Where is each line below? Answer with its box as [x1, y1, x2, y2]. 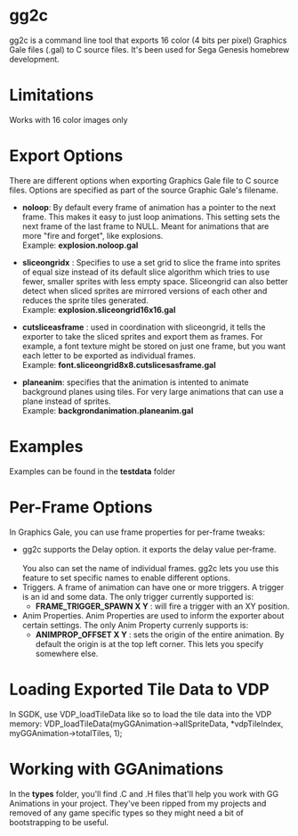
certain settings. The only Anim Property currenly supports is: [21, 619, 249, 630]
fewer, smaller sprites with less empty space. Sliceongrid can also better [21, 275, 289, 286]
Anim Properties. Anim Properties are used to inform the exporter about [21, 610, 285, 620]
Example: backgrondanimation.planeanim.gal [21, 405, 194, 415]
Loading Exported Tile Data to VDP [9, 679, 270, 700]
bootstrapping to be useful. [9, 816, 109, 827]
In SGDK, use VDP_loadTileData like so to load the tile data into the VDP [9, 709, 272, 719]
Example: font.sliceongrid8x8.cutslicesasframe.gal [21, 359, 216, 370]
